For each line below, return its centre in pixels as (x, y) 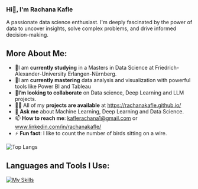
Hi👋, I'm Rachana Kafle (40, 9)
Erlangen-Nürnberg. (92, 74)
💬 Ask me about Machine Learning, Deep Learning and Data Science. (99, 112)
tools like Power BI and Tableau (53, 87)
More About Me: (37, 53)
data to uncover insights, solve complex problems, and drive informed (91, 28)
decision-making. (27, 35)
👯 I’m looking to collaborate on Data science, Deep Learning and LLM (99, 93)
